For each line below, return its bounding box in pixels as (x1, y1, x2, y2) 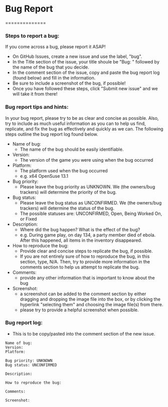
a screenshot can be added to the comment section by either (20, 291, 146, 297)
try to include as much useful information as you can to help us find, (5, 120, 146, 126)
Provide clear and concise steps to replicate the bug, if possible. (20, 248, 153, 254)
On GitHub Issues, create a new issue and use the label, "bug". (12, 53, 142, 59)
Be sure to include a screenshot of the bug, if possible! (12, 80, 126, 86)
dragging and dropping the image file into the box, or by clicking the (20, 296, 160, 302)
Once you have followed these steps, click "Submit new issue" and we (12, 86, 158, 92)
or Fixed (20, 216, 37, 222)
